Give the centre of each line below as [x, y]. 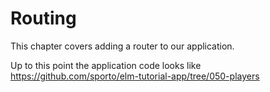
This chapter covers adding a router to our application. [122, 46]
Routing [43, 18]
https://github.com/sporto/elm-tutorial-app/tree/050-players [135, 76]
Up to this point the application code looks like [106, 65]
